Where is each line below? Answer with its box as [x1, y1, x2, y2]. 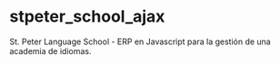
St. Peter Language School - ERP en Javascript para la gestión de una [9, 36, 271, 47]
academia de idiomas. [9, 45, 93, 56]
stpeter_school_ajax [9, 6, 165, 27]
